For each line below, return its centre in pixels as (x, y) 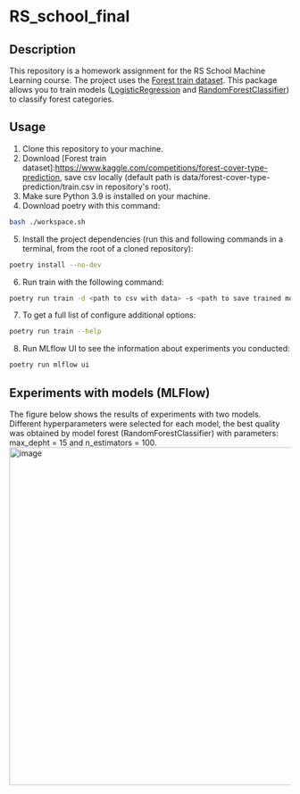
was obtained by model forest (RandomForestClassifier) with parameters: (144, 433)
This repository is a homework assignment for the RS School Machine (137, 70)
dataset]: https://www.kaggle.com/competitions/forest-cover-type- (145, 168)
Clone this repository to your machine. (92, 148)
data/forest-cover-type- (226, 177)
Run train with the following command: (93, 282)
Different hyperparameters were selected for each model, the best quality (145, 424)
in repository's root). (133, 186)
